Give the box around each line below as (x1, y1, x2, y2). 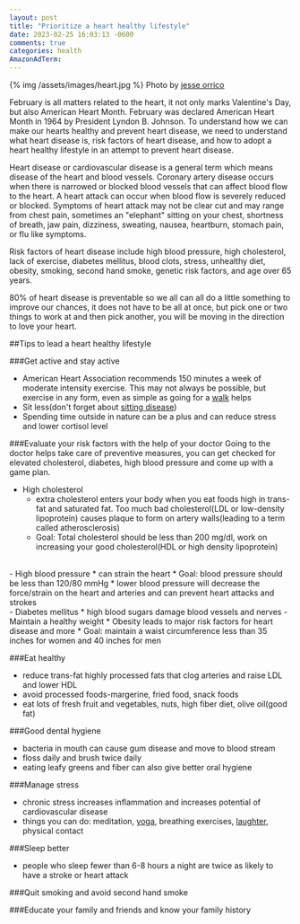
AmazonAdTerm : (9, 55, 63, 64)
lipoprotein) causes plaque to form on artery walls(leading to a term (35, 513, 285, 524)
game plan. (9, 467, 51, 477)
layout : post (9, 13, 58, 22)
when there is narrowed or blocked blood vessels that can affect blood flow (9, 181, 288, 191)
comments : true (9, 38, 66, 48)
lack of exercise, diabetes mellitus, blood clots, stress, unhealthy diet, (9, 256, 266, 266)
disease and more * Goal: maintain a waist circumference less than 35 (9, 626, 268, 636)
